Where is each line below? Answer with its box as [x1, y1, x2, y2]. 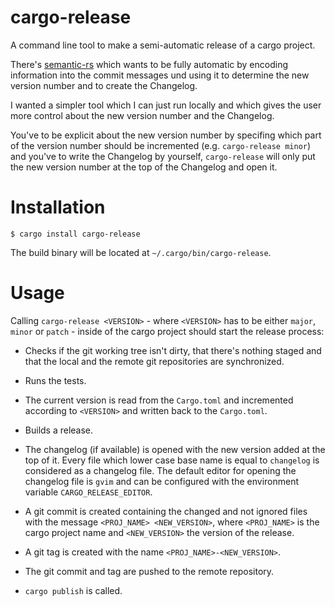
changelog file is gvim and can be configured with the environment [24, 475, 300, 487]
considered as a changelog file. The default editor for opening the [24, 464, 297, 476]
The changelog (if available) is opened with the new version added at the [24, 443, 326, 455]
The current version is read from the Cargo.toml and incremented [24, 394, 294, 406]
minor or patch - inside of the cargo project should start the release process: [10, 325, 325, 337]
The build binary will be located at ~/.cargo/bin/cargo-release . [10, 246, 272, 258]
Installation [10, 196, 106, 219]
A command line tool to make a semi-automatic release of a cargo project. [10, 39, 316, 51]
